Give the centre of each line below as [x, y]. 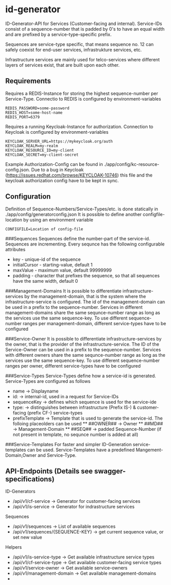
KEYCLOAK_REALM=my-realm [32, 146]
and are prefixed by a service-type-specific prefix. [58, 34]
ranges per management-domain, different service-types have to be [94, 323]
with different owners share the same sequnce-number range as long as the [86, 355]
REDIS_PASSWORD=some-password [38, 108]
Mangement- [149, 450]
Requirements [28, 81]
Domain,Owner [21, 455]
